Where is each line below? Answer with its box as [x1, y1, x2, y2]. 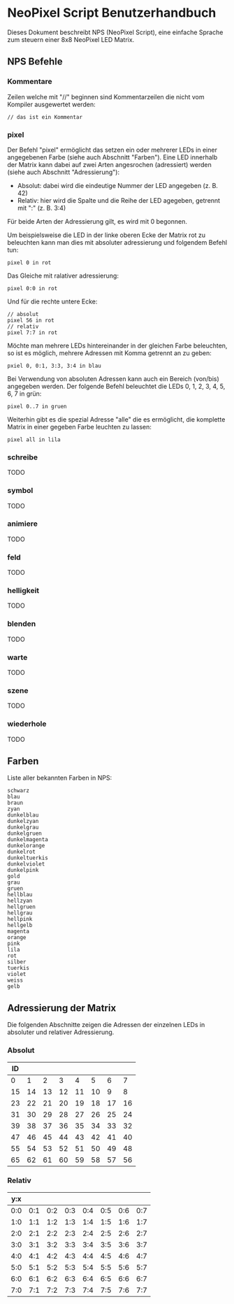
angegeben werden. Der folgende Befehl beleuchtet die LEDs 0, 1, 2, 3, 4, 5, [7, 382, 226, 390]
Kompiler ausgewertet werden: [7, 100, 96, 108]
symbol [7, 486, 34, 496]
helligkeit [7, 586, 40, 596]
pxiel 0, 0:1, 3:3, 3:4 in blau [7, 362, 101, 369]
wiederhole [7, 719, 47, 729]
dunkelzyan [7, 818, 39, 825]
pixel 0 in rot [7, 259, 52, 266]
